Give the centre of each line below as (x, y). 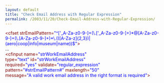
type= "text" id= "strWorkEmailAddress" (45, 60)
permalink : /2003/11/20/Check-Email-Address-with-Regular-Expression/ (80, 19)
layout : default (22, 10)
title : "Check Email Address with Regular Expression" (63, 14)
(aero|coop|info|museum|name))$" (41, 44)
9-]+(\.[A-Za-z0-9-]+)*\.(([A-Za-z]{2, (44, 38)
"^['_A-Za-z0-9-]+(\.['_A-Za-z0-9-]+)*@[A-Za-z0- (106, 33)
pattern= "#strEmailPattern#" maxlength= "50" (52, 70)
